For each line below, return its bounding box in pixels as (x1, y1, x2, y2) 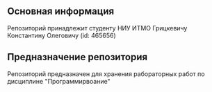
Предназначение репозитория (7, 51, 148, 63)
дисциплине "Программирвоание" (7, 77, 111, 85)
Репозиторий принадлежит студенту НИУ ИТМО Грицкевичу (7, 24, 188, 32)
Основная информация (7, 6, 115, 17)
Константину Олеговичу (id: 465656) (7, 31, 116, 39)
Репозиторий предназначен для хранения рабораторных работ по (7, 69, 205, 78)
